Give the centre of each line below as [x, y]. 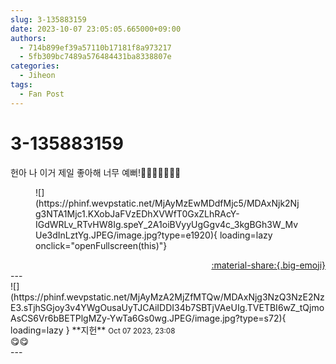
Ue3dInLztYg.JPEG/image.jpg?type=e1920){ [126, 235]
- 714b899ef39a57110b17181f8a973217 [95, 47]
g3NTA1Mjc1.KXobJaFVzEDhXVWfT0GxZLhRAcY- [137, 213]
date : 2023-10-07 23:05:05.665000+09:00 [96, 29]
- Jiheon [37, 76]
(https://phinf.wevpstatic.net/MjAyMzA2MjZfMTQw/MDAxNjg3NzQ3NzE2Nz [167, 297]
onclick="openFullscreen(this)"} [101, 245]
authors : [28, 38]
